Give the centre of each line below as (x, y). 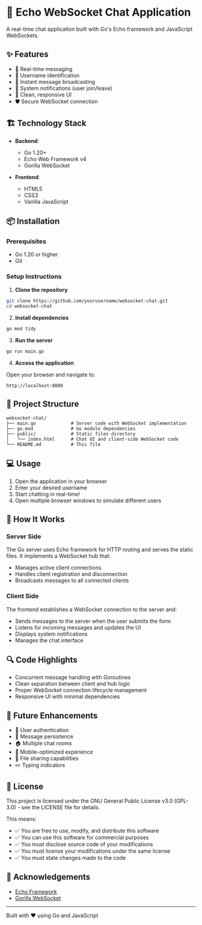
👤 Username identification (47, 75)
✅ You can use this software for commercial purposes (82, 838)
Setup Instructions (34, 277)
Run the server (34, 341)
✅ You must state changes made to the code (70, 858)
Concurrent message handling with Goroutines (73, 677)
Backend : (27, 140)
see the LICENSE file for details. (61, 807)
